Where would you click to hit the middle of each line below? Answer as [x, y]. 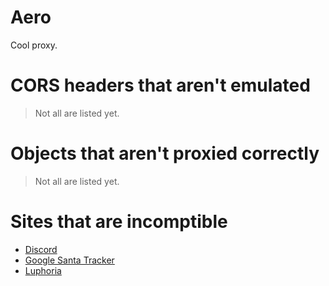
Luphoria [43, 270]
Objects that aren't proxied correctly [165, 153]
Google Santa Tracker [69, 260]
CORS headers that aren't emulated [160, 85]
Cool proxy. [34, 45]
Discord [41, 249]
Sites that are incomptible [119, 222]
